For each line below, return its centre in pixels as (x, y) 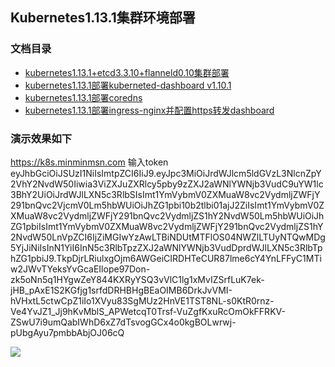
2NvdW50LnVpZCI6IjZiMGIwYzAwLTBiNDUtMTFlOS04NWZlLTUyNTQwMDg (168, 237)
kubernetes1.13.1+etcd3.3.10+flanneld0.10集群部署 (127, 72)
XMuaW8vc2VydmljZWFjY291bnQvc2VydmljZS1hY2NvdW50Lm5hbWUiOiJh (167, 215)
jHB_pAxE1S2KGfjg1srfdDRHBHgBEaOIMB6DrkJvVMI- (121, 290)
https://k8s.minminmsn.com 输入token (89, 162)
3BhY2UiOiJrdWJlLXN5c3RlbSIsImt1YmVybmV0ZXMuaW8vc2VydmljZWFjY (165, 194)
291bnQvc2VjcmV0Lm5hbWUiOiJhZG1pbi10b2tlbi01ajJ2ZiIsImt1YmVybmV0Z (167, 205)
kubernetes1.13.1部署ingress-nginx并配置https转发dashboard (149, 110)
